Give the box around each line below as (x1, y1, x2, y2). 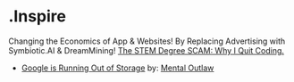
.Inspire (8, 6, 66, 27)
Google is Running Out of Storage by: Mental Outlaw (21, 62, 214, 73)
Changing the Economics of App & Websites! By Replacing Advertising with (8, 36, 286, 46)
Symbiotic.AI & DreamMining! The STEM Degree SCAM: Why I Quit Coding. (8, 45, 285, 55)
